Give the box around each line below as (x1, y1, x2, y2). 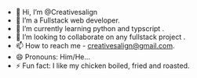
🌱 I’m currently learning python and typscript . (15, 24, 165, 33)
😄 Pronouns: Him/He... (15, 52, 91, 62)
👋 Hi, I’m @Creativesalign (15, 8, 98, 16)
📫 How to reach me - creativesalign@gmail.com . (15, 41, 175, 50)
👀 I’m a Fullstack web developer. (15, 16, 120, 25)
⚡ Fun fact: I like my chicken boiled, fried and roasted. (15, 61, 190, 70)
